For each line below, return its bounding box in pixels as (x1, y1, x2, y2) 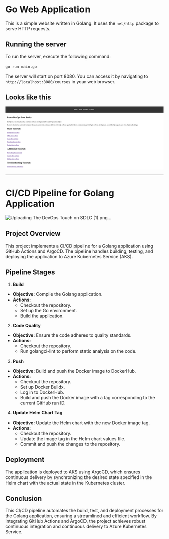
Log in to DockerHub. (20, 389, 64, 395)
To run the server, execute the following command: (5, 53, 111, 59)
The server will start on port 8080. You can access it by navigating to (5, 73, 148, 79)
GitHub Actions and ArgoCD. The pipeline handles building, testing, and (5, 248, 153, 254)
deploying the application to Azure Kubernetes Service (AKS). (5, 254, 133, 260)
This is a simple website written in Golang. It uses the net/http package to (5, 20, 159, 26)
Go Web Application (5, 4, 91, 15)
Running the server (5, 40, 67, 49)
